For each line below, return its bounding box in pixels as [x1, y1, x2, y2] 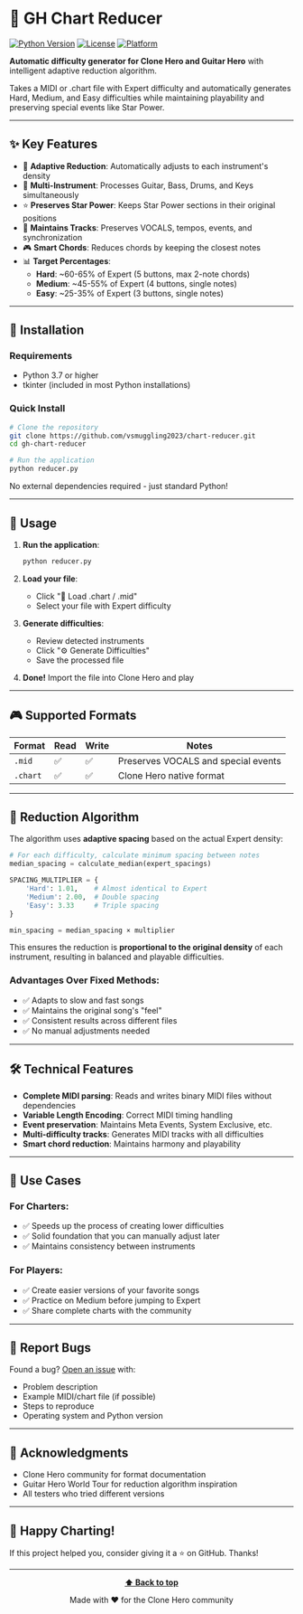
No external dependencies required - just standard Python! [9, 481, 228, 492]
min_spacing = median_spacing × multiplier [9, 926, 176, 935]
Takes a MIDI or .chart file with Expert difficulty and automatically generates [9, 82, 291, 93]
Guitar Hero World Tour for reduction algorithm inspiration [22, 1478, 238, 1490]
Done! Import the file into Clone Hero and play [22, 672, 195, 683]
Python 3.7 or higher [22, 370, 99, 381]
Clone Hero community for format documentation [22, 1469, 207, 1480]
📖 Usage [9, 515, 57, 531]
